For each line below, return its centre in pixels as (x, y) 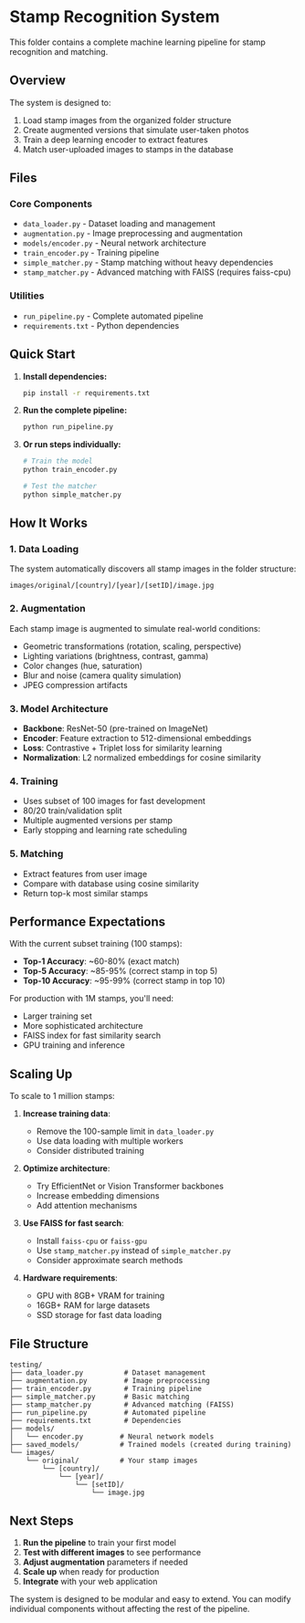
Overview (38, 81)
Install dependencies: (65, 376)
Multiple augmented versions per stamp (98, 821)
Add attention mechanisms (87, 1206)
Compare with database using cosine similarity (110, 884)
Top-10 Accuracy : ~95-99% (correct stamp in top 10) (124, 981)
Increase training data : (67, 1114)
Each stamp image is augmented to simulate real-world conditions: (135, 628)
